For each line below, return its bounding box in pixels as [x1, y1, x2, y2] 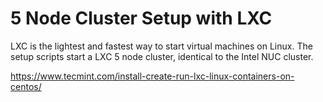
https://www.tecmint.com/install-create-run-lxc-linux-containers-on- [10, 70, 295, 82]
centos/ [10, 80, 42, 92]
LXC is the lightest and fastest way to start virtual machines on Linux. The [10, 40, 313, 52]
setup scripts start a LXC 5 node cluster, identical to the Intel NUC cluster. [10, 50, 314, 62]
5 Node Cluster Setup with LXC [10, 7, 273, 30]
